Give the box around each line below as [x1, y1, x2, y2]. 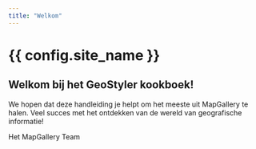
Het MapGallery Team [8, 131, 81, 141]
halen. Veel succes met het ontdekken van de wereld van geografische [8, 107, 242, 117]
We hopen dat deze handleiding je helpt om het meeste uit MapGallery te [8, 99, 249, 109]
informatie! [8, 116, 44, 126]
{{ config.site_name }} [8, 46, 160, 64]
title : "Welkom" [8, 11, 62, 20]
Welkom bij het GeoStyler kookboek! [8, 78, 194, 92]
